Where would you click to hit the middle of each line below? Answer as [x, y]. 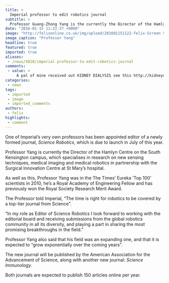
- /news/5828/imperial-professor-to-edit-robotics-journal [71, 62]
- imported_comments [29, 104]
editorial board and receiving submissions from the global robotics [74, 219]
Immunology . [19, 265]
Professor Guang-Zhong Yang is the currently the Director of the [81, 24]
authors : [14, 108]
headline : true [21, 43]
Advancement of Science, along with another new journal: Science [74, 260]
